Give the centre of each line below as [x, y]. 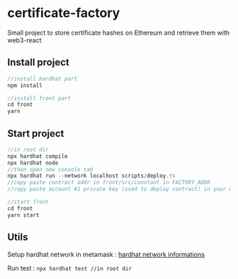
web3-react [24, 40]
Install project [38, 63]
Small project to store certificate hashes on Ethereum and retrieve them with [119, 33]
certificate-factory [64, 13]
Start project [36, 133]
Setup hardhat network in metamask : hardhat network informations [106, 254]
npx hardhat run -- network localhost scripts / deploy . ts [91, 176]
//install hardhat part [42, 79]
